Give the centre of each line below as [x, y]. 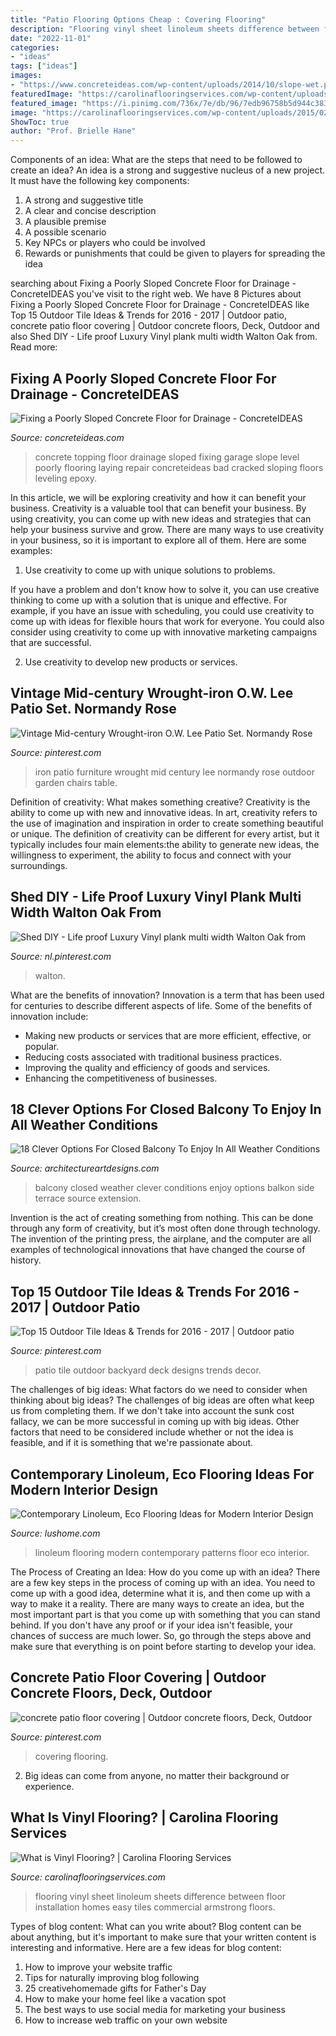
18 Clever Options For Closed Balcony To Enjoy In [166, 1109]
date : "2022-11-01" [51, 38]
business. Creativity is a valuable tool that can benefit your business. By [158, 508]
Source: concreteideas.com [67, 437]
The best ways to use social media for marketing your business [155, 2009]
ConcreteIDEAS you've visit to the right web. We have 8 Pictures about [156, 294]
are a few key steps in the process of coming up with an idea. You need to [163, 1582]
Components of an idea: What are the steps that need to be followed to [156, 160]
